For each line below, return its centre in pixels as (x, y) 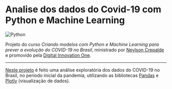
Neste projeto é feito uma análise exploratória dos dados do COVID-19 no (83, 70)
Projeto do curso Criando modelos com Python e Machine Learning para (82, 44)
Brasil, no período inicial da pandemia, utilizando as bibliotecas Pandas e (82, 75)
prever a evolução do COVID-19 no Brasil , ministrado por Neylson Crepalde (85, 50)
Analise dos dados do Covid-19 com (83, 9)
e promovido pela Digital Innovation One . (48, 55)
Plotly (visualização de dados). (38, 81)
